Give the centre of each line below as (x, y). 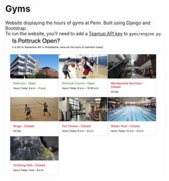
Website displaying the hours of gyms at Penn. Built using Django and (78, 23)
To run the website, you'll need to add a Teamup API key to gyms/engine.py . (84, 33)
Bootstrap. (16, 28)
